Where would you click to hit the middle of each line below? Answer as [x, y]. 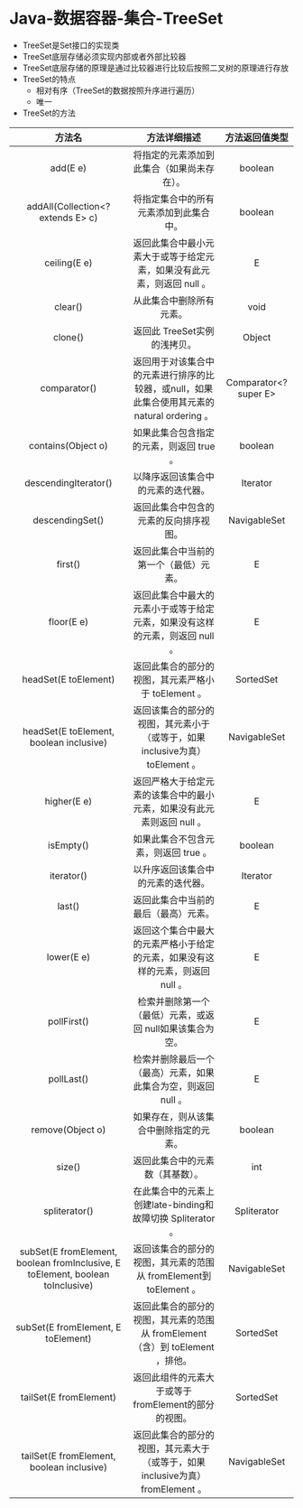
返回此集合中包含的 [174, 507]
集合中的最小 [187, 795]
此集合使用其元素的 [174, 402]
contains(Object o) [68, 445]
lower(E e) [69, 956]
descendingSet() [69, 520]
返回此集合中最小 [169, 243]
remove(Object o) [69, 1130]
